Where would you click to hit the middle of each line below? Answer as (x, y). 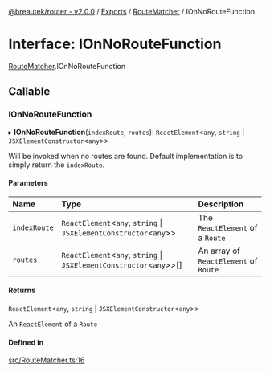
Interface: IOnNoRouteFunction (115, 44)
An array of (219, 251)
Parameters (28, 183)
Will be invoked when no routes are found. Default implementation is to (126, 156)
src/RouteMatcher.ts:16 (47, 360)
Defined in (26, 342)
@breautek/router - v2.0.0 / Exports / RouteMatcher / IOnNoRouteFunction (132, 12)
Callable (29, 92)
